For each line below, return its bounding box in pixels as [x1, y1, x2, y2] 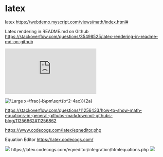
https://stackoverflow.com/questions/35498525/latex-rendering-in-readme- [5, 34, 158, 39]
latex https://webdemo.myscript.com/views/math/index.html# [5, 19, 129, 25]
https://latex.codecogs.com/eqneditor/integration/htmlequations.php [11, 146, 149, 152]
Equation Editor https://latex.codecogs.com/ [5, 137, 94, 142]
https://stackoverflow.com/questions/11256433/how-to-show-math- [5, 107, 142, 113]
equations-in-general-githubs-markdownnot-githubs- [5, 112, 113, 118]
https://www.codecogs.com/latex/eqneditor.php [5, 127, 102, 133]
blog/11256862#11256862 [5, 118, 57, 123]
